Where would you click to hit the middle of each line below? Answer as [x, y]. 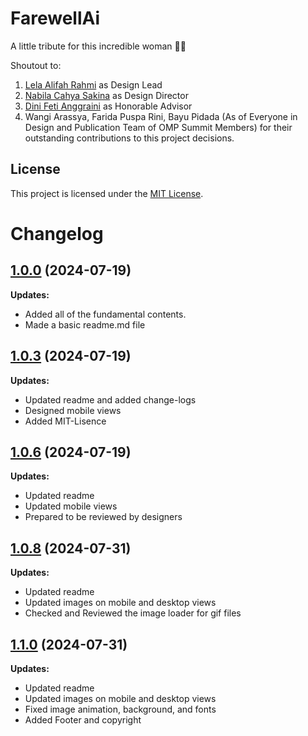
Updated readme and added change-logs [110, 399]
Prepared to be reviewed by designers [103, 517]
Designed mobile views [73, 410]
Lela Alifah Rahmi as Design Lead [93, 84]
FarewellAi [55, 18]
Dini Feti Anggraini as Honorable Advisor [108, 106]
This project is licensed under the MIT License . [107, 193]
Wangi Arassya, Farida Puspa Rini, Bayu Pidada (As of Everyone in [161, 116]
